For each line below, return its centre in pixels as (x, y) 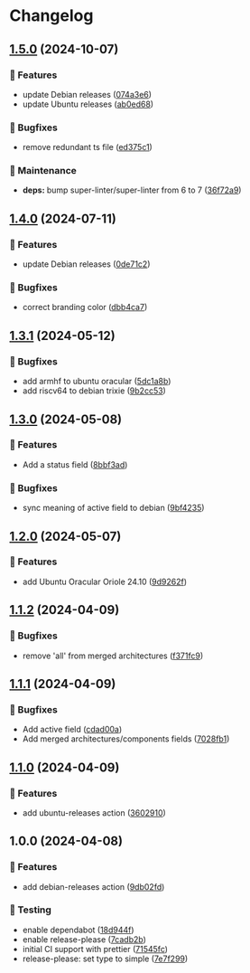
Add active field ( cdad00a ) (72, 730)
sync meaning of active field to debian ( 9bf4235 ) (113, 508)
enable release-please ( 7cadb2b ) (84, 939)
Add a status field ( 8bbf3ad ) (75, 464)
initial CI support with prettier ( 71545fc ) (95, 949)
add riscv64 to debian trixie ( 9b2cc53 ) (94, 391)
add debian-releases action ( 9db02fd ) (93, 886)
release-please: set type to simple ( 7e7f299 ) (105, 959)
